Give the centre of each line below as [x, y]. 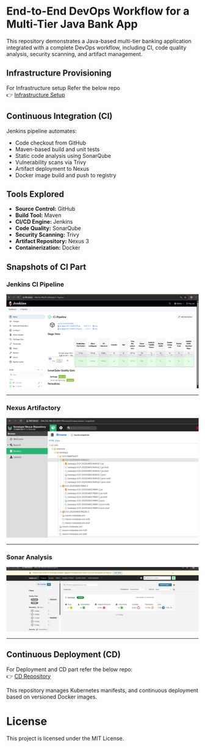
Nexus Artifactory [34, 408]
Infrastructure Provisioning [59, 73]
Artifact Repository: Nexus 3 [52, 241]
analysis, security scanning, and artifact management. [74, 54]
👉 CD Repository [29, 676]
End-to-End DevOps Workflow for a [98, 11]
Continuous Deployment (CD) [63, 654]
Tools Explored [35, 194]
